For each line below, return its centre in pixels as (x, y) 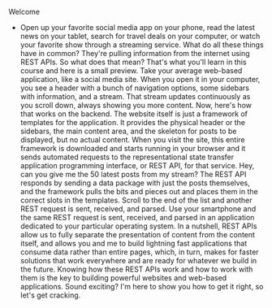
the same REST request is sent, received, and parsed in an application (137, 217)
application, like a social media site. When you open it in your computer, (140, 79)
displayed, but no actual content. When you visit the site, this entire (132, 140)
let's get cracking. (50, 295)
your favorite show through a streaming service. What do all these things (142, 45)
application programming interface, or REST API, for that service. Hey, (137, 165)
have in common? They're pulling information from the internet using (135, 53)
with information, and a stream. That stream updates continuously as (135, 96)
